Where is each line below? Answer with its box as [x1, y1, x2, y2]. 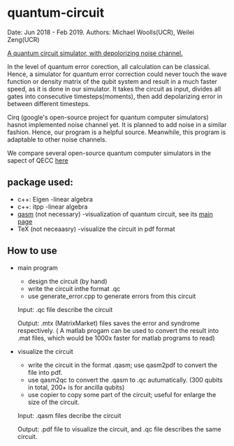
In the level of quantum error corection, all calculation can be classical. [7, 62, 211, 70]
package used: [7, 177, 73, 188]
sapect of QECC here [7, 156, 68, 165]
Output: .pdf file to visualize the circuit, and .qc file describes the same [17, 424, 221, 433]
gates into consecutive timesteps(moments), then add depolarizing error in [7, 92, 223, 101]
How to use [7, 245, 57, 257]
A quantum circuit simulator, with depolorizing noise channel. [7, 49, 183, 57]
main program [17, 263, 58, 272]
